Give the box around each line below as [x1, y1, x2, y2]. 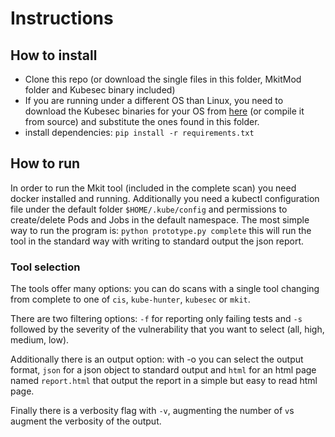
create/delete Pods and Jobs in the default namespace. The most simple [10, 213, 310, 226]
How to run [10, 155, 81, 172]
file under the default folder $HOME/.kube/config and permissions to [10, 203, 288, 215]
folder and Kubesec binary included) [24, 84, 176, 96]
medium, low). [10, 334, 70, 346]
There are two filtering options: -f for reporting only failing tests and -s [10, 313, 303, 325]
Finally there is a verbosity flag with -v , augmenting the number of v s [10, 405, 295, 417]
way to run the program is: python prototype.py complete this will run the [10, 224, 312, 236]
